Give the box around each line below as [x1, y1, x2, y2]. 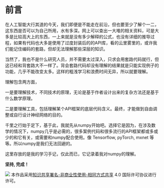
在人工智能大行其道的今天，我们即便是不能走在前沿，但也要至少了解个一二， [5, 21, 159, 27]
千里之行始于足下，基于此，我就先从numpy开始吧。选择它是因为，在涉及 [5, 122, 151, 128]
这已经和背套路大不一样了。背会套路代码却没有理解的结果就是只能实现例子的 [5, 62, 159, 68]
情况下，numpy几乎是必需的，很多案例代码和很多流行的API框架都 [13, 128, 145, 134]
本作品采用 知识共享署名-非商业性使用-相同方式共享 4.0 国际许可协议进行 [11, 171, 157, 177]
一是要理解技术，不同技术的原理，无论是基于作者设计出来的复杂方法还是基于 [5, 89, 159, 95]
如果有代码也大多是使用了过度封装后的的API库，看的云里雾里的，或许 [13, 40, 153, 45]
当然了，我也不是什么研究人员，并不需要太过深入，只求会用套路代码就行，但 [5, 56, 159, 62]
